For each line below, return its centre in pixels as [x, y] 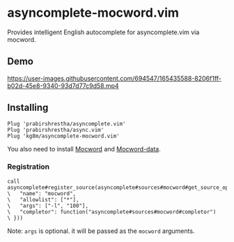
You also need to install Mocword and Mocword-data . [84, 149]
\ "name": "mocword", [42, 193]
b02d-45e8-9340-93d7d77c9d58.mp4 [63, 86]
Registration [29, 167]
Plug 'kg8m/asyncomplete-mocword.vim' [63, 136]
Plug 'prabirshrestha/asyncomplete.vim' [67, 123]
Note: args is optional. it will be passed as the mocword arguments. [101, 231]
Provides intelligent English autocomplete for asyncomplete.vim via [103, 32]
